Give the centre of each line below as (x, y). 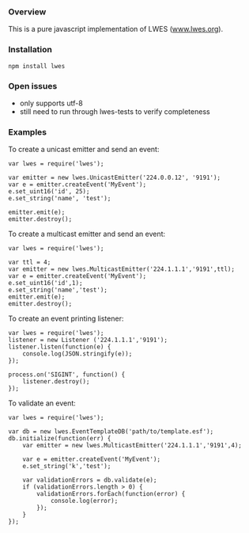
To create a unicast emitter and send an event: (84, 150)
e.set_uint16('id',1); (45, 284)
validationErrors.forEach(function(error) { (111, 494)
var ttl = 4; (30, 263)
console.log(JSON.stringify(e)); (77, 354)
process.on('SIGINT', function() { (67, 375)
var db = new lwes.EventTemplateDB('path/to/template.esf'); (111, 432)
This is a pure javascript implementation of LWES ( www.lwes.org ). (116, 29)
